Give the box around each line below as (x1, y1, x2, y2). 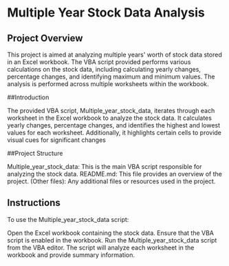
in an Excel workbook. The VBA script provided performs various (7, 58, 191, 66)
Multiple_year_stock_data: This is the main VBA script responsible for (7, 163, 202, 170)
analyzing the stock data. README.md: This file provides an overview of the (7, 170, 222, 178)
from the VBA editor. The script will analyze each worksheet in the (7, 243, 195, 252)
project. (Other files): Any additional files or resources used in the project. (7, 177, 216, 185)
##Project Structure (7, 150, 63, 157)
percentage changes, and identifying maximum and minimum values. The (7, 72, 215, 81)
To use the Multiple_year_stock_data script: (7, 215, 129, 223)
